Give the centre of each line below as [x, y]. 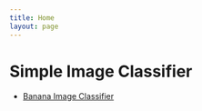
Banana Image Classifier [68, 96]
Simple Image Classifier [101, 71]
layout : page [34, 26]
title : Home [32, 18]
